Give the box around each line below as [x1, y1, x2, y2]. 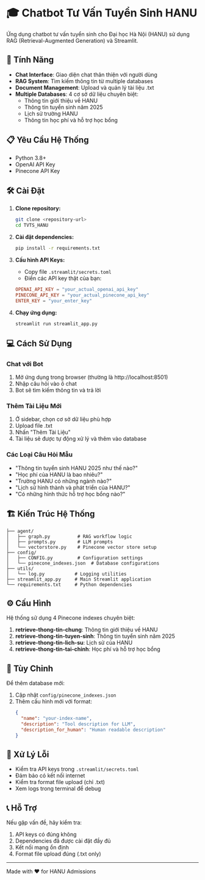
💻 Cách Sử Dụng [6, 338, 72, 348]
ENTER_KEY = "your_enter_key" [15, 298, 93, 304]
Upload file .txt [15, 422, 53, 430]
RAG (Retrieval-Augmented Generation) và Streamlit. [6, 37, 138, 44]
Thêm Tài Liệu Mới [6, 402, 62, 411]
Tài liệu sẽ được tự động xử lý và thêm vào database [15, 435, 147, 442]
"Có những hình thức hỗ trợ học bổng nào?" [15, 490, 126, 497]
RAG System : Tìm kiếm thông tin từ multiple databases [15, 77, 154, 84]
